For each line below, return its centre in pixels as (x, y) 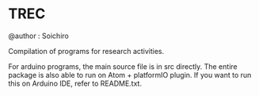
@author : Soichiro (38, 36)
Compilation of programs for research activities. (86, 51)
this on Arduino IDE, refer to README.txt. (75, 83)
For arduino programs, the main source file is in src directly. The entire (123, 66)
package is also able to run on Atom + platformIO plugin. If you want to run (130, 75)
